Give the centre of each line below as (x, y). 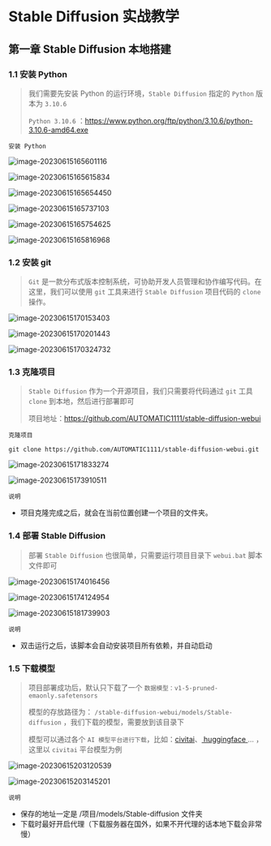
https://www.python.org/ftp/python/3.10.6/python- (169, 120)
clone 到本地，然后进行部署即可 (81, 402)
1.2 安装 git (30, 262)
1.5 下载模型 (32, 668)
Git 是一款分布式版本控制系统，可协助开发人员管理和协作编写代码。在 (145, 281)
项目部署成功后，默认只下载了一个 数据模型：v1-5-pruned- (123, 688)
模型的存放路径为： (60, 712)
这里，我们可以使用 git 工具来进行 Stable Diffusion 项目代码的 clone (144, 292)
